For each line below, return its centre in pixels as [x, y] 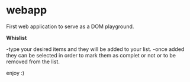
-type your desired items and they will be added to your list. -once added [95, 49]
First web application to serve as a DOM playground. [70, 26]
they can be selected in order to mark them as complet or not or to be [91, 55]
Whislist [17, 37]
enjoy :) [15, 73]
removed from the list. [33, 61]
